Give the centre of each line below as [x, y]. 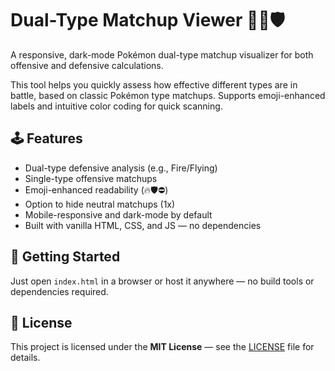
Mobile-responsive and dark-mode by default [118, 214]
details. [25, 358]
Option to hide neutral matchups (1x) [100, 204]
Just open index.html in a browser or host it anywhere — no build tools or [162, 281]
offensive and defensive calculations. [87, 65]
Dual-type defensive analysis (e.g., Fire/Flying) [121, 168]
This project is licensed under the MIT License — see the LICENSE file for [162, 347]
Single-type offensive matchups [91, 178]
